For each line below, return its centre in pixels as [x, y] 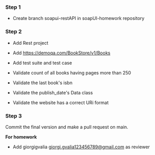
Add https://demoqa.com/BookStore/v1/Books [61, 53]
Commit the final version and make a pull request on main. [67, 127]
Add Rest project [31, 43]
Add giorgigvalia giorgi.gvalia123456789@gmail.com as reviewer [81, 147]
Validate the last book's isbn [43, 83]
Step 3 [14, 115]
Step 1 [13, 7]
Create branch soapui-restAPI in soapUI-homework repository [79, 18]
